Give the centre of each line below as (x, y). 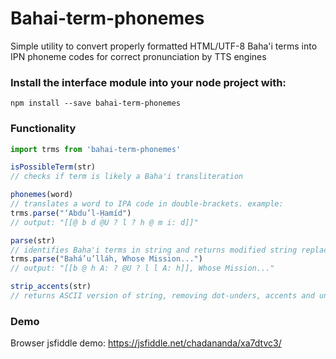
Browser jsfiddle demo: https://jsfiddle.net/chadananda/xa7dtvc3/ (146, 343)
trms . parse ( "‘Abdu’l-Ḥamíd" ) (71, 213)
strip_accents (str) (51, 287)
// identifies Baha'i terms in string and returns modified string (154, 250)
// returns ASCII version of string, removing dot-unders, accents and (162, 296)
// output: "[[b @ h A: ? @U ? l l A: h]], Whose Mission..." (142, 268)
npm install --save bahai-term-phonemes (96, 103)
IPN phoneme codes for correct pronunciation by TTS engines (138, 56)
